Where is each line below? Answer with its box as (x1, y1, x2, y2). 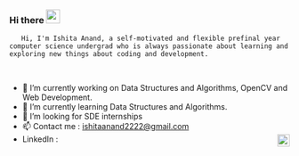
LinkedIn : (21, 134, 59, 144)
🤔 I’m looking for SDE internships (21, 111, 143, 122)
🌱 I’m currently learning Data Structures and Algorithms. (21, 102, 228, 112)
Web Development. (21, 92, 93, 103)
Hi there (9, 13, 44, 26)
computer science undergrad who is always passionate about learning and (9, 42, 289, 51)
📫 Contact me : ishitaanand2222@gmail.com (21, 121, 190, 132)
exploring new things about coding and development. (9, 50, 209, 59)
